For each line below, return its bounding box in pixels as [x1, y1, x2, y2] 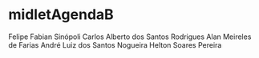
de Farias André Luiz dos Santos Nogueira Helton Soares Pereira [8, 40, 222, 49]
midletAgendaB [8, 6, 114, 24]
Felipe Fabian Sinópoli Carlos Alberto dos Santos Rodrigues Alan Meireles [8, 32, 252, 41]
